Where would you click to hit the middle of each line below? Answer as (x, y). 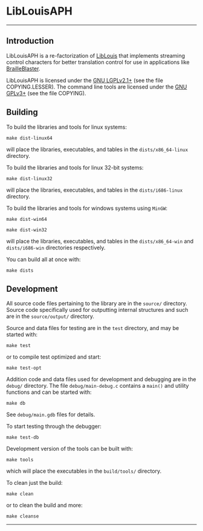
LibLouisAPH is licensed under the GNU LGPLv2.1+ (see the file (85, 80)
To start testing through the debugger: (54, 427)
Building (22, 113)
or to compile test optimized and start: (54, 357)
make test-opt (24, 368)
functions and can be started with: (49, 392)
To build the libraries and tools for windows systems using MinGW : (87, 208)
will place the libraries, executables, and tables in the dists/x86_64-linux (97, 149)
